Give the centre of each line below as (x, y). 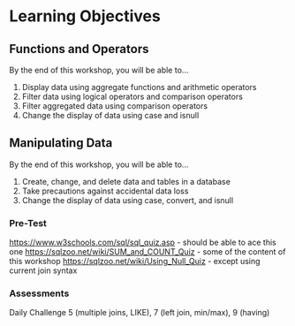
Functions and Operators (79, 49)
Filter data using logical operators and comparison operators (132, 96)
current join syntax (43, 270)
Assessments (39, 293)
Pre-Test (28, 223)
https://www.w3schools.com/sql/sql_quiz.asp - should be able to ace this (143, 243)
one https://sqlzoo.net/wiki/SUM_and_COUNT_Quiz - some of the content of (147, 252)
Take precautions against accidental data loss (105, 191)
